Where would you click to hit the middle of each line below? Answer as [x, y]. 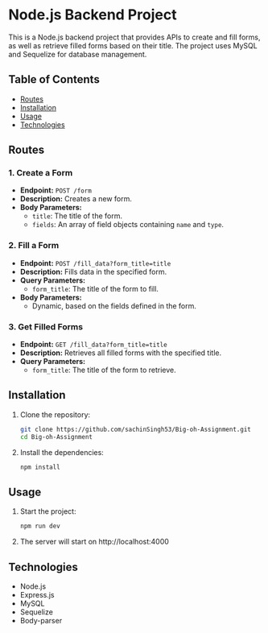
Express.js [37, 594]
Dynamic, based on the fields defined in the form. [114, 306]
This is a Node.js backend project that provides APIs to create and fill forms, [134, 37]
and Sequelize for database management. [78, 54]
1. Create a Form [41, 173]
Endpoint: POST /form [56, 190]
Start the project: [48, 511]
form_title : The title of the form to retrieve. [104, 370]
